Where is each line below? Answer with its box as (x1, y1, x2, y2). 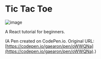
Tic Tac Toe (5, 3, 52, 15)
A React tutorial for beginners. (5, 29, 66, 34)
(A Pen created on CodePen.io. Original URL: (5, 38, 95, 44)
